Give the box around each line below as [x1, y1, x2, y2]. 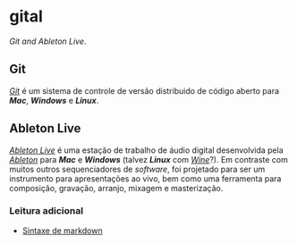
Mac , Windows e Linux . [9, 95, 99, 105]
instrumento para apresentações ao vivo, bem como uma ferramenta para [9, 172, 282, 184]
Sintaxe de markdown [21, 225, 103, 236]
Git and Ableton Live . [9, 36, 87, 46]
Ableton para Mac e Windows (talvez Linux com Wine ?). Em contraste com [9, 154, 288, 164]
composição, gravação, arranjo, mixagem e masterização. [9, 182, 224, 193]
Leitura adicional [9, 205, 83, 217]
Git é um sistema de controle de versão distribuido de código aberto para [9, 85, 280, 96]
